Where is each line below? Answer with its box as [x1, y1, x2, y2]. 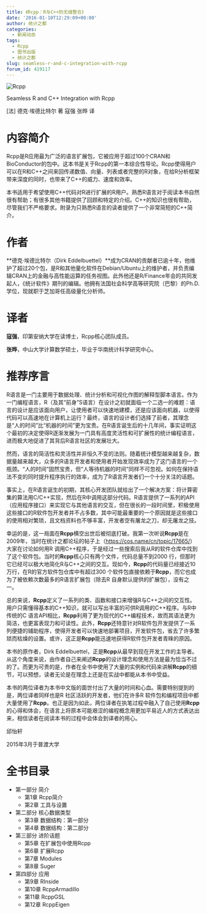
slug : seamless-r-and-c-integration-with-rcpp [6, 60, 128, 66]
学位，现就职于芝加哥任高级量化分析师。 [6, 288, 109, 295]
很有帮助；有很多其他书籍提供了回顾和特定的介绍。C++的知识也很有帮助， [6, 196, 195, 204]
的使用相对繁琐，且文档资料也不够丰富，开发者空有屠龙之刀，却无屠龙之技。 [6, 517, 200, 524]
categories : [6, 26, 37, 33]
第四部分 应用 [15, 870, 50, 878]
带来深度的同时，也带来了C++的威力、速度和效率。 [6, 175, 136, 183]
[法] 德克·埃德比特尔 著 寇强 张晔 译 [6, 107, 95, 115]
